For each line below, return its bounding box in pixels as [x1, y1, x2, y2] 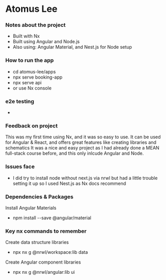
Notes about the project [5, 22, 66, 29]
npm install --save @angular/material [12, 214, 91, 221]
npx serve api [12, 79, 42, 85]
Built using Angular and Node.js [12, 39, 80, 45]
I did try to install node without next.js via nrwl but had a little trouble [12, 175, 158, 181]
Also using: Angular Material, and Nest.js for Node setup [12, 44, 132, 50]
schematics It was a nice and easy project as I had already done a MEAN [5, 145, 159, 151]
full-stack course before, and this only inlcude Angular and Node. [5, 150, 144, 157]
